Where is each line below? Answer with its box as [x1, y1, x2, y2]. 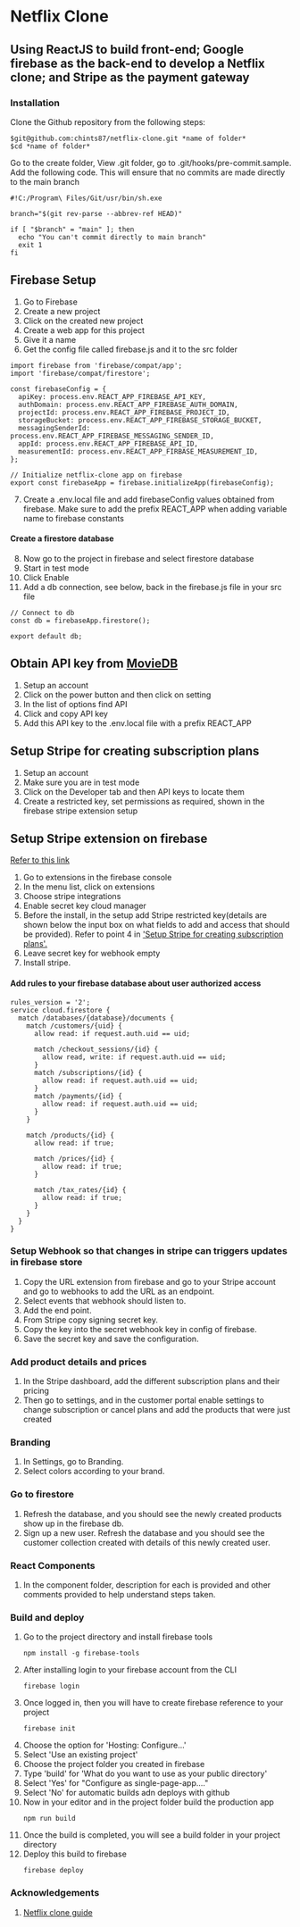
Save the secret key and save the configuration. [22, 1333, 199, 1344]
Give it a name [22, 334, 77, 345]
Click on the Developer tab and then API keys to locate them [22, 786, 245, 797]
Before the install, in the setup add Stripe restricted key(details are [22, 910, 267, 921]
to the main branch [10, 176, 79, 187]
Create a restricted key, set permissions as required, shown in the [22, 796, 265, 806]
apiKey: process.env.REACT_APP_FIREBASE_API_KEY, [18, 392, 206, 401]
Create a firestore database [10, 533, 114, 544]
